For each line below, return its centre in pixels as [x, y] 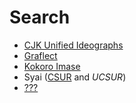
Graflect [40, 55]
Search [40, 17]
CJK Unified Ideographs [73, 45]
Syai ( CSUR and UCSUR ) [75, 77]
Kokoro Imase [52, 66]
